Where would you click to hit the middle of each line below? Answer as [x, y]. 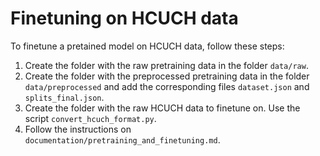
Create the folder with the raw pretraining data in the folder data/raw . [166, 65]
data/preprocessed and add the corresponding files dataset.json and [167, 86]
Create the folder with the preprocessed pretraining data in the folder [167, 76]
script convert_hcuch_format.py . [90, 118]
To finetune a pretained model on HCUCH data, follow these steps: [147, 46]
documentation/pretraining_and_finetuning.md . [122, 139]
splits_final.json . [64, 97]
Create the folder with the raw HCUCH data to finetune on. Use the [162, 108]
